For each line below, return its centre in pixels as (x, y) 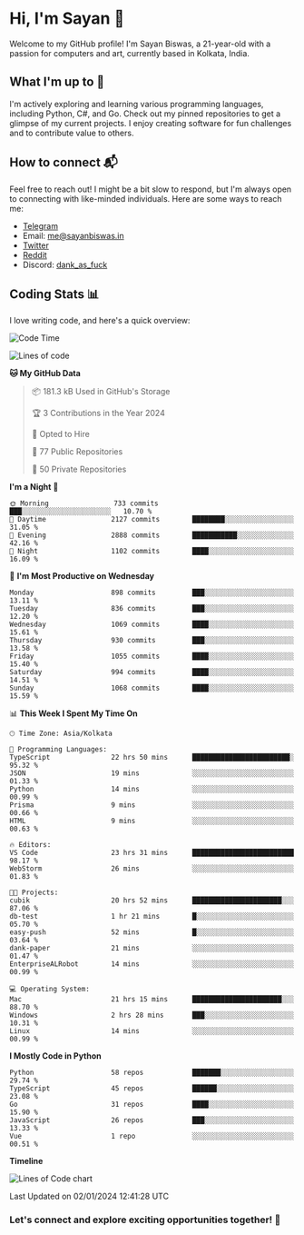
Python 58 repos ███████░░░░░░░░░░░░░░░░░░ (152, 1073)
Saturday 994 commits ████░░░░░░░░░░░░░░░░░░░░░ (152, 672)
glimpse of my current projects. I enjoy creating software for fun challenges (151, 123)
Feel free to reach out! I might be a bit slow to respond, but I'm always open (151, 189)
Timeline (26, 1161)
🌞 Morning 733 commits (84, 503)
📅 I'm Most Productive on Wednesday (82, 576)
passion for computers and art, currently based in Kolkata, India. (129, 53)
